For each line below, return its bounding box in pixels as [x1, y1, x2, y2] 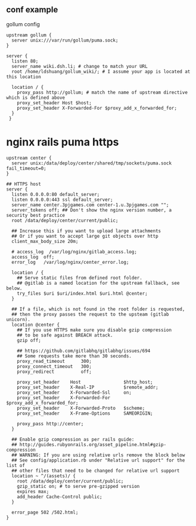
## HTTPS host [6, 181, 42, 187]
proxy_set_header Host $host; [17, 99, 92, 106]
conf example [6, 5, 58, 15]
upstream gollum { [6, 32, 52, 38]
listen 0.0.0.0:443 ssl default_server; [11, 197, 113, 203]
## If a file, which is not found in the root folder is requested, [11, 306, 185, 312]
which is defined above [6, 95, 66, 101]
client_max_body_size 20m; [11, 238, 79, 244]
